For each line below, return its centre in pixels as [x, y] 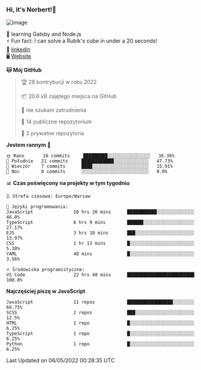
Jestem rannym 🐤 [28, 145]
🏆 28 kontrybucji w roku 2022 [59, 82]
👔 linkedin [18, 50]
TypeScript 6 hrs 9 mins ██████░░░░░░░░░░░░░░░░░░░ [100, 223]
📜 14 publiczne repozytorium [56, 122]
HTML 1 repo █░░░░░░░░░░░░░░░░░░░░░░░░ [100, 323]
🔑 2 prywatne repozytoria [52, 134]
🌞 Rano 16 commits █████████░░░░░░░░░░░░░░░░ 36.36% [91, 156]
